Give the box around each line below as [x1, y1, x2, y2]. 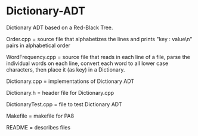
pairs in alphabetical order [6, 42, 70, 49]
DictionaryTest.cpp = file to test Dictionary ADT [6, 100, 122, 108]
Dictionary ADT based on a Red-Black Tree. [6, 24, 113, 31]
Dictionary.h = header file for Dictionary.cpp [6, 89, 115, 96]
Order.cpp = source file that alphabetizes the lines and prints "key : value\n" [6, 35, 193, 42]
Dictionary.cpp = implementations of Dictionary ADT [6, 78, 135, 85]
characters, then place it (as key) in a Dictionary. [6, 66, 125, 73]
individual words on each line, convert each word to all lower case [6, 60, 169, 67]
